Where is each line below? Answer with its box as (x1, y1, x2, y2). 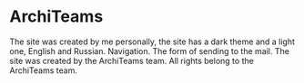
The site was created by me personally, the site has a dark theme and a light (9, 36, 296, 47)
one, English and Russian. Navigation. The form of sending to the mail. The (9, 45, 289, 56)
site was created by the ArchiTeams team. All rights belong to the (9, 55, 255, 66)
